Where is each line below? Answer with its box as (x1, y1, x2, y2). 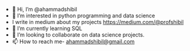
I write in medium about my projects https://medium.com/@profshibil (11, 19, 184, 25)
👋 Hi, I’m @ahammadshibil (11, 6, 77, 13)
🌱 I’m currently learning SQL (11, 25, 83, 32)
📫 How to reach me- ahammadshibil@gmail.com (11, 38, 135, 45)
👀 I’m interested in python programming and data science (11, 12, 156, 19)
